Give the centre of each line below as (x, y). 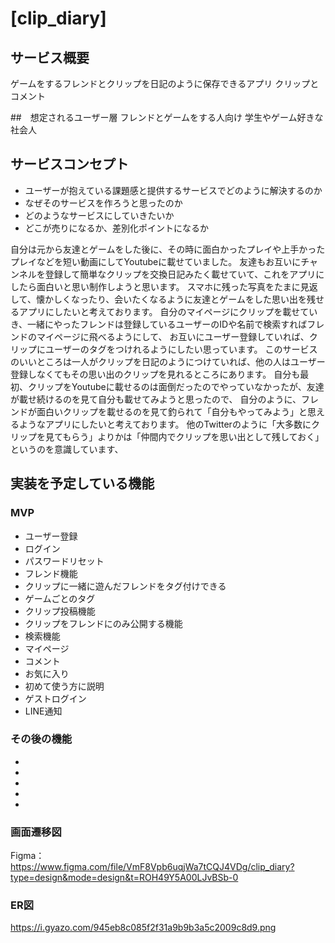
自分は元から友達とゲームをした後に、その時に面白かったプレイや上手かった (168, 249)
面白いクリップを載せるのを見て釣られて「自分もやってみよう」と (172, 411)
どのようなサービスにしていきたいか (99, 215)
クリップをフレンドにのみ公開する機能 (103, 623)
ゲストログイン (55, 698)
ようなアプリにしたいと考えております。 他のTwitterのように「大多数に (165, 424)
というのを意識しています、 (67, 449)
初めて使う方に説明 (64, 686)
